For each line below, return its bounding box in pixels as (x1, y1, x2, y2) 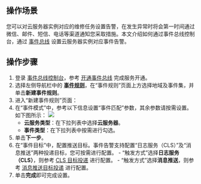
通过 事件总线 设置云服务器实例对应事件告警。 (16, 38, 130, 45)
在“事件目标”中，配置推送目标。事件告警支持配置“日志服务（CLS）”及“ (14, 141, 187, 149)
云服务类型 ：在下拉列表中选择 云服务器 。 (23, 119, 124, 126)
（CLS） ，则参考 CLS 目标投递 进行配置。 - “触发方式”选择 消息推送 (14, 156, 178, 164)
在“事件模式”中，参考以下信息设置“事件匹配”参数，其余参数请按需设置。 (14, 104, 193, 111)
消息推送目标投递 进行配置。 (22, 164, 92, 171)
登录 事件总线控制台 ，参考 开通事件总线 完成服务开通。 (14, 74, 151, 81)
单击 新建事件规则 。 (14, 89, 63, 96)
